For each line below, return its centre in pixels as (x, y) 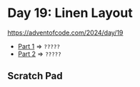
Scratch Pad (35, 76)
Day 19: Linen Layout (70, 13)
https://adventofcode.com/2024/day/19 (65, 33)
